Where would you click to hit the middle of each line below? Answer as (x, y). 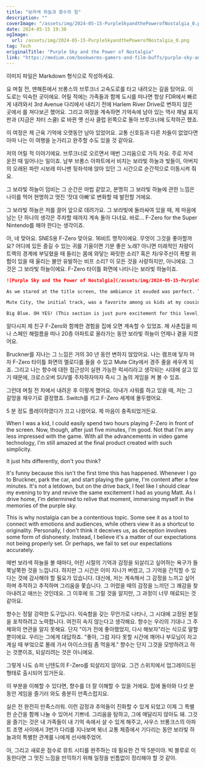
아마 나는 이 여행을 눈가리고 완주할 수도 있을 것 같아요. (70, 140)
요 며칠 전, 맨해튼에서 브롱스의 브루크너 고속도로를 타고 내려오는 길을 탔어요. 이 (100, 89)
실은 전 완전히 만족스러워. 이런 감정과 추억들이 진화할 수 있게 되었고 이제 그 (95, 707)
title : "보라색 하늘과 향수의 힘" (44, 12)
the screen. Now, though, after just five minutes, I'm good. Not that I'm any (100, 430)
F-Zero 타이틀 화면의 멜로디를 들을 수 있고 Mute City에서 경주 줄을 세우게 (100, 362)
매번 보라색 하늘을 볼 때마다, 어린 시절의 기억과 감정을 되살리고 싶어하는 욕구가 (99, 563)
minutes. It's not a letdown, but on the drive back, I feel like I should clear (98, 486)
